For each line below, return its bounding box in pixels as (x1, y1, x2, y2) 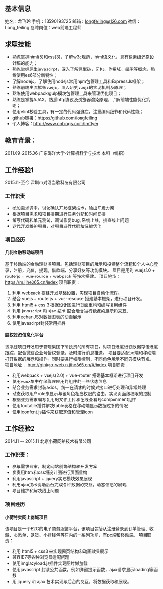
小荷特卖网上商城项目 (5, 514, 48, 520)
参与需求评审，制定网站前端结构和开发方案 (12, 463, 98, 469)
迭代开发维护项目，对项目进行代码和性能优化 (12, 223, 102, 229)
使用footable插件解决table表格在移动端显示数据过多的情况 (12, 402, 128, 408)
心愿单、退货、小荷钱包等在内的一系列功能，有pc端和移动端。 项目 (13, 532, 147, 538)
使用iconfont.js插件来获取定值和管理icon (12, 409, 93, 415)
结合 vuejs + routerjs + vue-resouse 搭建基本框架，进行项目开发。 (12, 295, 145, 301)
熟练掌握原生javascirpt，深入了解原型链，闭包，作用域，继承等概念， (12, 66, 151, 72)
